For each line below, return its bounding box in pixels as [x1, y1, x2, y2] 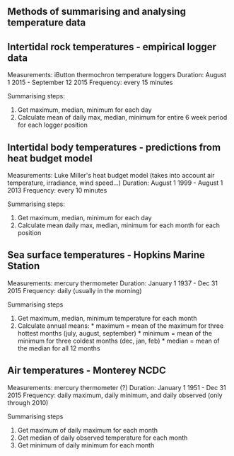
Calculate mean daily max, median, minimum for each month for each [17, 221, 221, 229]
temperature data [7, 17, 86, 29]
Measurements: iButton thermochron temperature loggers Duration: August [7, 71, 227, 79]
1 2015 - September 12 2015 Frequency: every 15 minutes [7, 78, 173, 87]
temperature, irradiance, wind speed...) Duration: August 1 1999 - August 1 [7, 178, 223, 187]
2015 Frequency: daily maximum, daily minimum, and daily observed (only [7, 391, 223, 399]
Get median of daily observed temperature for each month [17, 433, 188, 442]
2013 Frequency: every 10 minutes [7, 186, 107, 195]
